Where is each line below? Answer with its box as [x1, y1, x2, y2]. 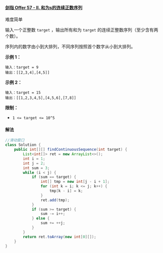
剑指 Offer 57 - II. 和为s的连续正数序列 [5, 4, 83, 10]
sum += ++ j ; [40, 220, 65, 226]
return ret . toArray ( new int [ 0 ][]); [23, 234, 97, 239]
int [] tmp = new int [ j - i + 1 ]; [40, 179, 110, 184]
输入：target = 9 [5, 65, 39, 70]
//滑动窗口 [5, 138, 25, 143]
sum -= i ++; [40, 211, 65, 216]
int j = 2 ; [23, 161, 46, 166]
